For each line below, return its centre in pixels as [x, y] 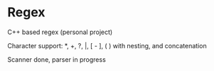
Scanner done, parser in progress [57, 59]
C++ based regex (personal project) [60, 32]
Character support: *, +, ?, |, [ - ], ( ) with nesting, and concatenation [107, 45]
